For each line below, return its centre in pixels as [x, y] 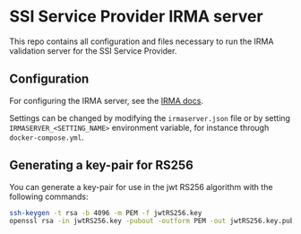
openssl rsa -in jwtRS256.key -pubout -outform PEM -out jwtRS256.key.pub [152, 221]
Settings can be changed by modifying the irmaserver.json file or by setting [150, 117]
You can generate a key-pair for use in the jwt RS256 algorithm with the [141, 186]
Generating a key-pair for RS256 [102, 165]
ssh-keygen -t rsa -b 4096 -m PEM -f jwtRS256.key [106, 212]
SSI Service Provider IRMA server [136, 17]
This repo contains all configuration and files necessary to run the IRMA [142, 41]
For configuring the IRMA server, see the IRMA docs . [107, 100]
